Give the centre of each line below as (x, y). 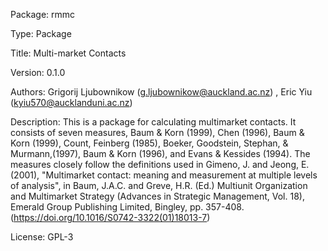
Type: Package (41, 33)
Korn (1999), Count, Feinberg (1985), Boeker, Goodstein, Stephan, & (149, 143)
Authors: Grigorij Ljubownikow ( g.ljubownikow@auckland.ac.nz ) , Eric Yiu (161, 92)
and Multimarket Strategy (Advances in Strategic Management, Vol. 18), (157, 196)
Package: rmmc (43, 14)
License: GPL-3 (42, 237)
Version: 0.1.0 (38, 72)
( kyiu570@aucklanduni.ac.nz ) (71, 102)
